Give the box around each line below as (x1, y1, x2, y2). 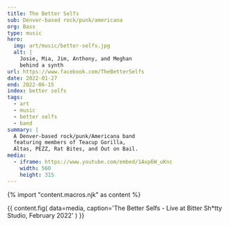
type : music (7, 29, 42, 37)
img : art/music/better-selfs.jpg (13, 42, 111, 49)
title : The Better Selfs (7, 10, 79, 17)
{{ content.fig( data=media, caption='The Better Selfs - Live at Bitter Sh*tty (7, 204, 223, 212)
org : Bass (7, 23, 36, 30)
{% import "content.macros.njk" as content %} (7, 190, 141, 198)
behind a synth (19, 62, 64, 69)
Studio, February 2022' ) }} (7, 211, 85, 219)
